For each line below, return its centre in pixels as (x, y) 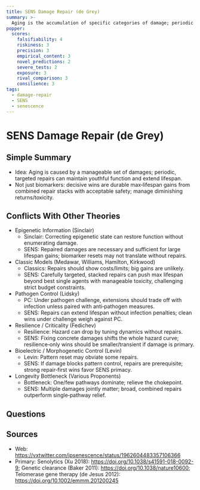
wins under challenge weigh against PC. (73, 319)
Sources (22, 434)
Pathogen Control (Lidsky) (47, 294)
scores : (21, 34)
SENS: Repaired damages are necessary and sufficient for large (102, 249)
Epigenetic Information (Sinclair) (54, 230)
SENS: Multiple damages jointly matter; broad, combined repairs (103, 389)
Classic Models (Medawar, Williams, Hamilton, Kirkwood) (85, 262)
